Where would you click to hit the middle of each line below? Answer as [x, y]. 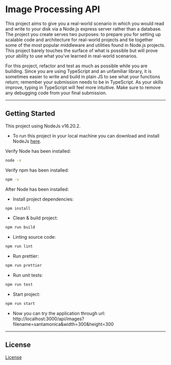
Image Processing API [53, 9]
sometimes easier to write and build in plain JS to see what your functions [83, 76]
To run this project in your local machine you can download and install [86, 135]
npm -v [12, 179]
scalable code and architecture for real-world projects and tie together [79, 40]
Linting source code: [34, 237]
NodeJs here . [27, 141]
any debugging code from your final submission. [56, 93]
